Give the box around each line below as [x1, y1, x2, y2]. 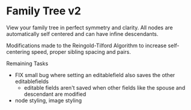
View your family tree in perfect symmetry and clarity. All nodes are [6, 24, 173, 31]
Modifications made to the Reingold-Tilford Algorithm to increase [6, 42, 167, 49]
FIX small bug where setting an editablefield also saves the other [14, 71, 175, 78]
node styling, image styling [14, 97, 82, 104]
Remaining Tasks [6, 60, 49, 67]
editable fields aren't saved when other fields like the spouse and [23, 84, 186, 91]
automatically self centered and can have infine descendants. [6, 30, 159, 37]
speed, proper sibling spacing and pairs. [31, 48, 131, 55]
